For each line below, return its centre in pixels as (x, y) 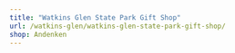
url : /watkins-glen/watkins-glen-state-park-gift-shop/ (117, 26)
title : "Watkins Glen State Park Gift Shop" (95, 18)
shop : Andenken (38, 34)
